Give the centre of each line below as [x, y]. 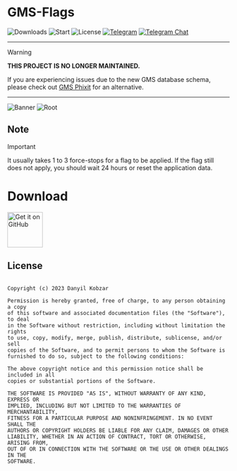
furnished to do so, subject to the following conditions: [96, 356]
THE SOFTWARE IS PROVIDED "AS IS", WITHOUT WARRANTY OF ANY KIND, [107, 393]
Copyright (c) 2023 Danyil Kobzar [58, 288]
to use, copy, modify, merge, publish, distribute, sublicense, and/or [115, 338]
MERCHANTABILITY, [33, 412]
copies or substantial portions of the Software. [82, 381]
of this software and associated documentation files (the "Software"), [116, 313]
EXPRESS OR [23, 400]
